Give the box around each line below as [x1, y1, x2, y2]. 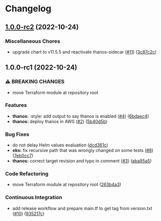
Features [5, 102, 27, 109]
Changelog [5, 3, 52, 14]
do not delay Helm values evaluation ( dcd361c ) [12, 142, 108, 148]
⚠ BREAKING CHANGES [5, 78, 65, 85]
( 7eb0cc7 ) [12, 152, 34, 159]
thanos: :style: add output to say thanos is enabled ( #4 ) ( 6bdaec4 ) [12, 113, 150, 119]
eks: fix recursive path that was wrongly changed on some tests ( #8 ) [12, 147, 154, 153]
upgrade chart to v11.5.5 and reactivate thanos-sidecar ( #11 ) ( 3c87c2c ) [12, 49, 157, 55]
